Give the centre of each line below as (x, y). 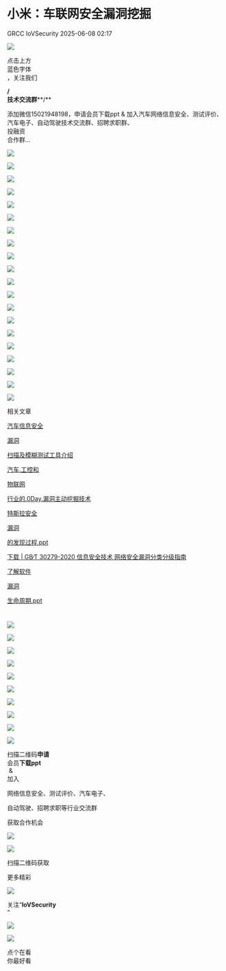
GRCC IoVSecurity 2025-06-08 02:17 (60, 33)
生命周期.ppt (25, 600)
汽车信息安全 (25, 426)
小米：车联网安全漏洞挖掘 (79, 14)
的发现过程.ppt (28, 542)
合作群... (19, 139)
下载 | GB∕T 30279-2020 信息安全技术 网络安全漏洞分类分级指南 (97, 556)
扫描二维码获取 (28, 863)
